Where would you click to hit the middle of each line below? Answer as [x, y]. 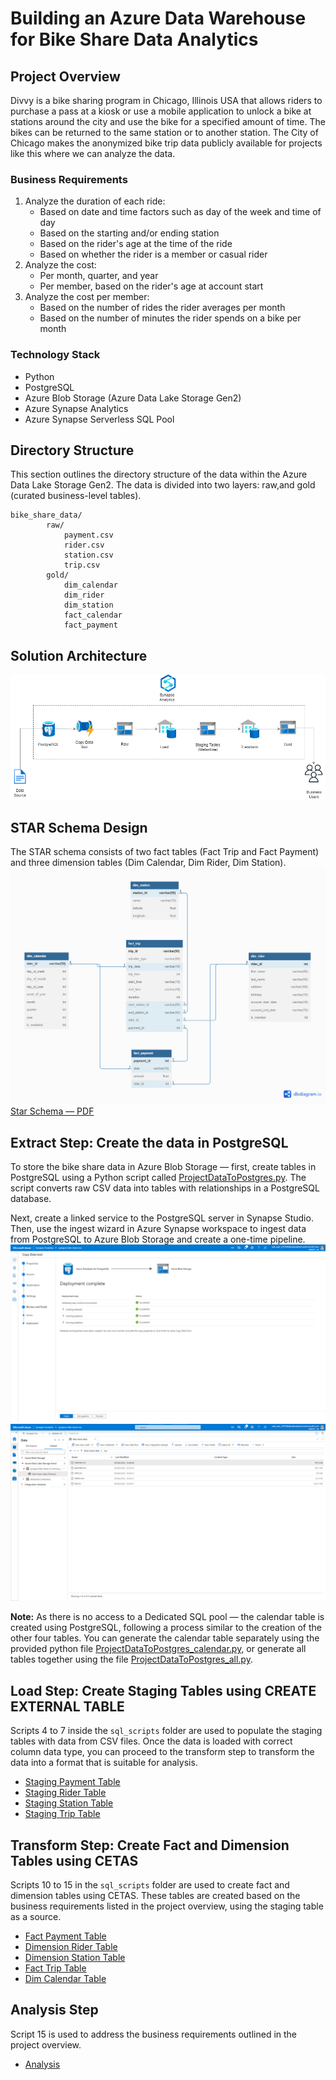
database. [31, 1199]
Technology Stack [55, 355]
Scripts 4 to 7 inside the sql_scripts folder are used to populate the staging [166, 1731]
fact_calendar [93, 615]
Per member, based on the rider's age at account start [151, 286]
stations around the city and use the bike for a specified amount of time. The [168, 121]
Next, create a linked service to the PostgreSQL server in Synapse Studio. [162, 1218]
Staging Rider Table [65, 1793]
